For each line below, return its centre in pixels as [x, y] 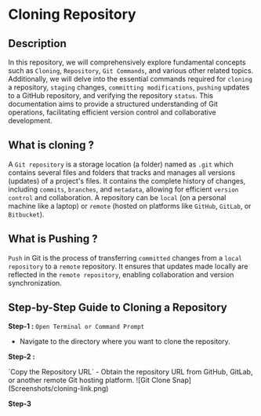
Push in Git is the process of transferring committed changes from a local [125, 257]
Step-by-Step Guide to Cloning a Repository [118, 308]
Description [37, 44]
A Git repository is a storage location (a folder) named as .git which [121, 164]
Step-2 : [22, 357]
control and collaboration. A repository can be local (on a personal [117, 197]
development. [30, 120]
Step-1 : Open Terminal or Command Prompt [76, 327]
